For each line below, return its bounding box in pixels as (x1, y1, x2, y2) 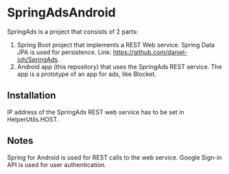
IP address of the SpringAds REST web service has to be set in (7, 108, 185, 116)
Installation (7, 90, 56, 101)
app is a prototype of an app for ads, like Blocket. (16, 70, 156, 78)
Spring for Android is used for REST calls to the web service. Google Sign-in (7, 153, 222, 162)
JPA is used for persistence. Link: (16, 48, 112, 56)
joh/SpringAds (16, 55, 58, 63)
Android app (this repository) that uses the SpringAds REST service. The (16, 62, 222, 71)
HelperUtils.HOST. (7, 115, 59, 123)
